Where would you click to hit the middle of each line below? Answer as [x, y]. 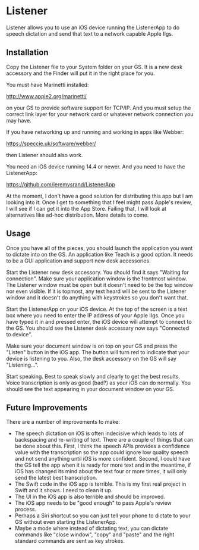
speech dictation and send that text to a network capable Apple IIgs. [90, 33]
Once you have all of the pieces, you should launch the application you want [99, 248]
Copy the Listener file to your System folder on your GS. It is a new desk [94, 67]
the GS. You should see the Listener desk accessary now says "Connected [97, 328]
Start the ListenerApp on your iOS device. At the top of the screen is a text [97, 309]
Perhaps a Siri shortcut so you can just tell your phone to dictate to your [103, 515]
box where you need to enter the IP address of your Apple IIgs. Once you [96, 315]
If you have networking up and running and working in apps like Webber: [95, 132]
